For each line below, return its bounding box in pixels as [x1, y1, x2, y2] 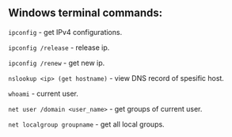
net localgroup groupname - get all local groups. [8, 119, 165, 129]
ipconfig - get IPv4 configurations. [8, 27, 123, 36]
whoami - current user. [8, 89, 79, 98]
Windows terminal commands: [8, 6, 163, 20]
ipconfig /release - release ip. [8, 43, 110, 52]
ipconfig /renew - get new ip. [8, 58, 105, 67]
